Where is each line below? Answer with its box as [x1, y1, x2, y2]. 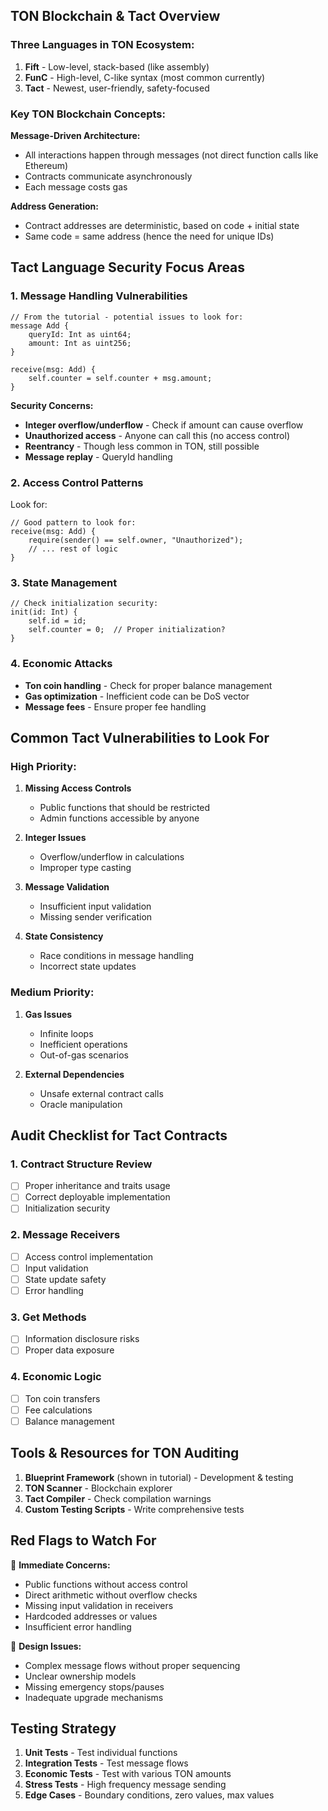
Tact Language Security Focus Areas [10, 259, 246, 276]
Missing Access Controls [24, 782, 132, 794]
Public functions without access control [24, 1578, 188, 1590]
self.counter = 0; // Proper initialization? [28, 625, 226, 635]
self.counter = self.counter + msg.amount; [28, 373, 213, 383]
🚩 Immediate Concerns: [10, 1559, 111, 1571]
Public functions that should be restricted [39, 802, 211, 814]
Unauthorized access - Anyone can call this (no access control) [24, 429, 290, 441]
